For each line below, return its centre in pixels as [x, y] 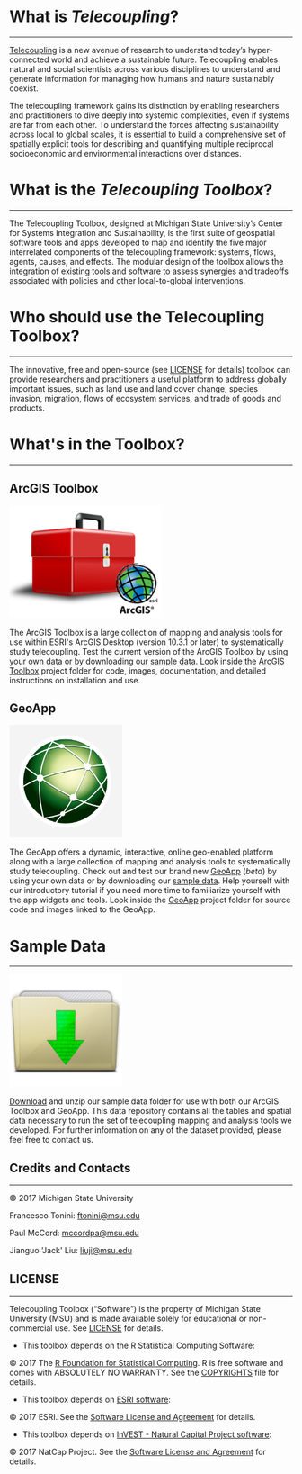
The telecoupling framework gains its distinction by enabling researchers [144, 105]
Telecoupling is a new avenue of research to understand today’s [128, 50]
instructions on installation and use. [75, 680]
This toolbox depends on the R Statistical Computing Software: [138, 1345]
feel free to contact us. [52, 1140]
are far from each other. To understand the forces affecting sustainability [144, 124]
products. [27, 408]
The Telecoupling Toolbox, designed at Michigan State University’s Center [147, 223]
